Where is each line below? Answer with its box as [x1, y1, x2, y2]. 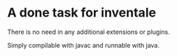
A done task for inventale [7, 5, 156, 21]
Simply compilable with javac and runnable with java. [7, 41, 160, 49]
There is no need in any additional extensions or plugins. [7, 28, 170, 36]
